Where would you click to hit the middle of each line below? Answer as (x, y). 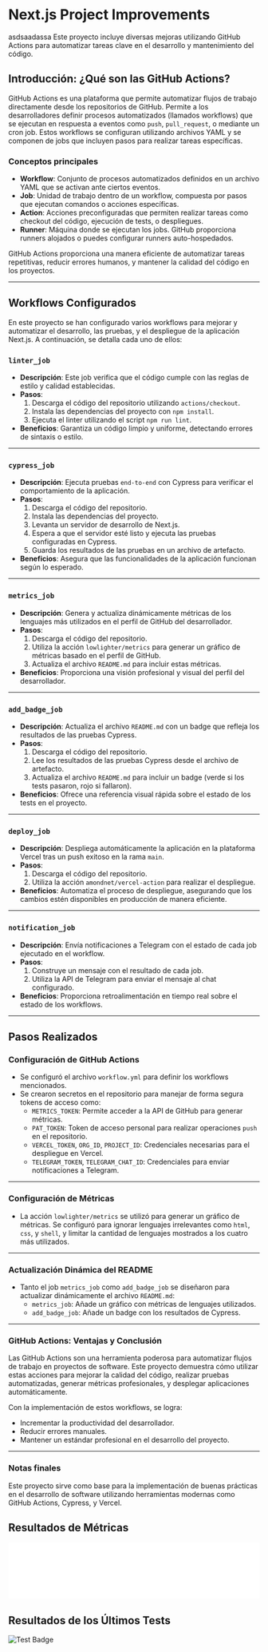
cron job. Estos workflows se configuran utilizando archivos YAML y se (125, 132)
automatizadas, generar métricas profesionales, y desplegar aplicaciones (129, 1384)
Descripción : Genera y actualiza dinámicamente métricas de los (125, 613)
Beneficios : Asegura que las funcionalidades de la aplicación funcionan (138, 559)
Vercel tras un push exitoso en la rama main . (92, 857)
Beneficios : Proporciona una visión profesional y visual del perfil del (132, 672)
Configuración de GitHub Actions (74, 1059)
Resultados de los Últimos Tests (90, 1620)
